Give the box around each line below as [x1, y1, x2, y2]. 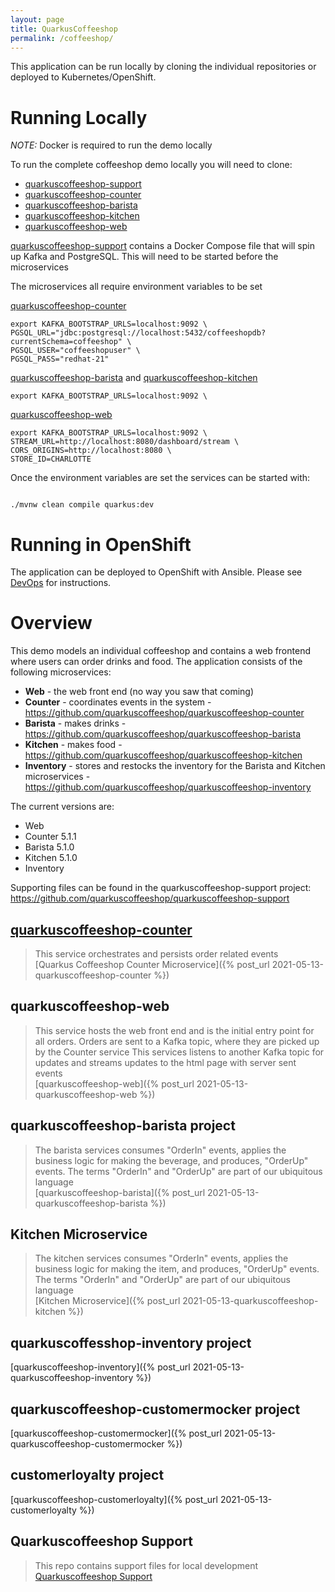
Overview [10, 612, 93, 635]
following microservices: [10, 666, 112, 678]
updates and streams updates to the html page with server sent [34, 1056, 297, 1068]
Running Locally [10, 106, 148, 129]
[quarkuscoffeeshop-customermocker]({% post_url [10, 1427, 222, 1440]
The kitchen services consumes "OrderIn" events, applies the [34, 1252, 289, 1265]
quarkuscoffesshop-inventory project [10, 1334, 252, 1351]
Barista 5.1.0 [24, 841, 75, 853]
